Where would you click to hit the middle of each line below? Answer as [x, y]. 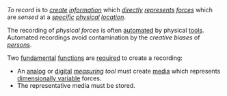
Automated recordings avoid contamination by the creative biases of [104, 37]
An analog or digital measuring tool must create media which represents [119, 71]
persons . [19, 45]
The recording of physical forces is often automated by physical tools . [106, 30]
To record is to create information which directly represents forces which [110, 10]
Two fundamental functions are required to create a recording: [95, 58]
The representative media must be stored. [76, 85]
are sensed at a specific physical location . [67, 17]
